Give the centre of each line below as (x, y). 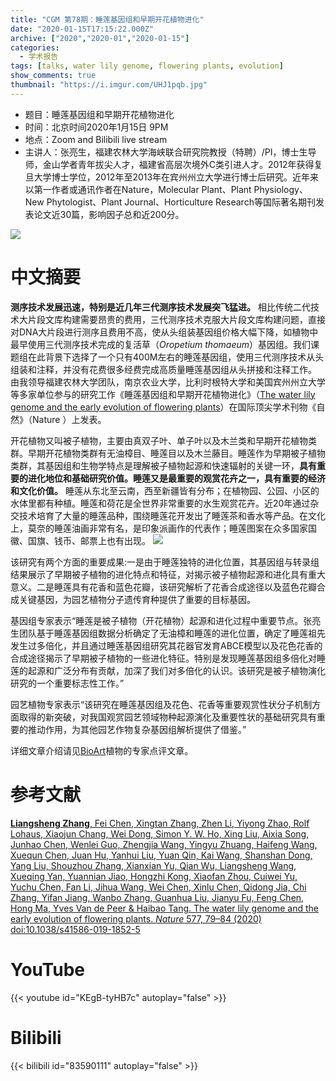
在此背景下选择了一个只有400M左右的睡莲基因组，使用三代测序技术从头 (176, 357)
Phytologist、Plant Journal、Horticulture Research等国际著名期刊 (181, 202)
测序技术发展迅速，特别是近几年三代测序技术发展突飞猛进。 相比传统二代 (160, 307)
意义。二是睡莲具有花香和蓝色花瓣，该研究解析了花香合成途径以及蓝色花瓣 (163, 587)
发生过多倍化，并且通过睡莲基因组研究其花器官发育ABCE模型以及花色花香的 (166, 645)
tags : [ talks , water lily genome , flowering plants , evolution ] (147, 66)
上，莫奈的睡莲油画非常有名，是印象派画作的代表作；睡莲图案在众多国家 (159, 528)
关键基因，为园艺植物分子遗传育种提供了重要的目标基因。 (137, 599)
